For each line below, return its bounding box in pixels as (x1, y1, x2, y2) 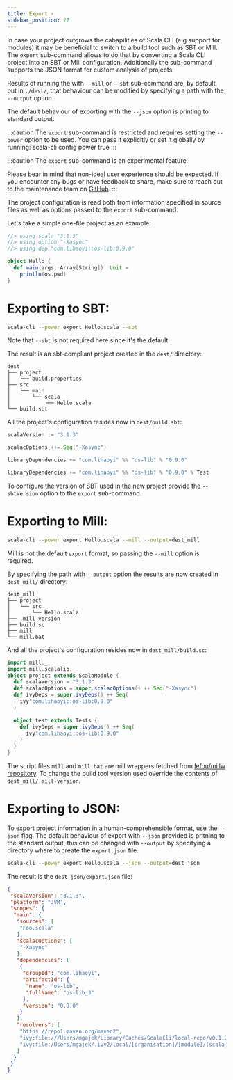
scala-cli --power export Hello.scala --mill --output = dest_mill (7, 537, 200, 543)
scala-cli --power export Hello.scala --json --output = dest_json (7, 859, 200, 866)
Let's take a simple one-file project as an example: (7, 219, 151, 227)
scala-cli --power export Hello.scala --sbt (7, 324, 138, 331)
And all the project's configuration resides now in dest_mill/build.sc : (7, 645, 207, 654)
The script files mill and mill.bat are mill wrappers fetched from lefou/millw (7, 762, 226, 770)
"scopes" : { (10, 905, 45, 912)
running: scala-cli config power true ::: (7, 143, 116, 151)
